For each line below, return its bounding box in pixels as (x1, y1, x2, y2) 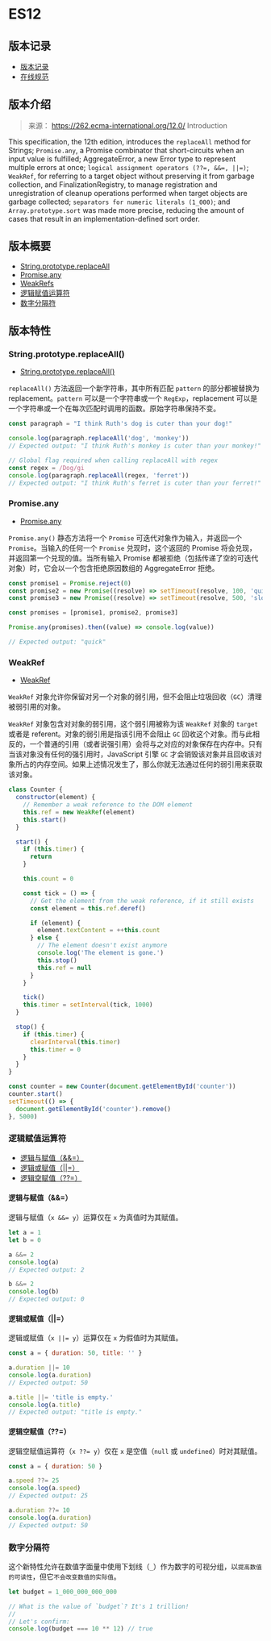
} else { (29, 934, 60, 942)
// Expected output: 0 (8, 1295, 85, 1303)
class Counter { (8, 785, 63, 794)
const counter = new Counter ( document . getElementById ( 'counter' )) (8, 1082, 236, 1091)
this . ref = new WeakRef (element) (23, 808, 135, 816)
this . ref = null (37, 964, 92, 972)
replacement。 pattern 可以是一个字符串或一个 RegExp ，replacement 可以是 (8, 394, 258, 403)
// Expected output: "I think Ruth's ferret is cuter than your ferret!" (8, 479, 262, 487)
